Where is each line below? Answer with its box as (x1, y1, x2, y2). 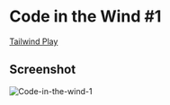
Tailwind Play (9, 36, 58, 47)
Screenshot (9, 62, 76, 77)
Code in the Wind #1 (9, 6, 162, 27)
